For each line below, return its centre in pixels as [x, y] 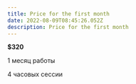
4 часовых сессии [35, 74]
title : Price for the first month [59, 14]
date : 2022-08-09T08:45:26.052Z [55, 20]
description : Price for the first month [68, 27]
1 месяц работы [31, 61]
